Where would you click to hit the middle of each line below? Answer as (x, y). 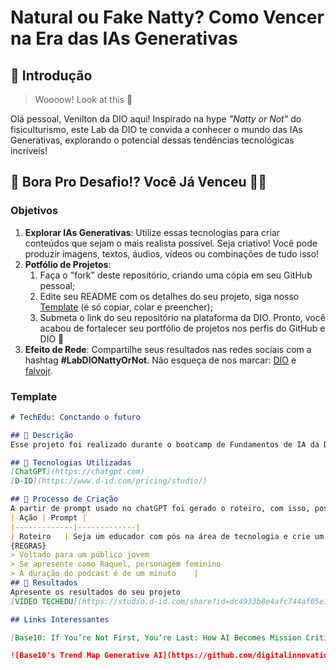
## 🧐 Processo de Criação (64, 499)
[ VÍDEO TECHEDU (42, 601)
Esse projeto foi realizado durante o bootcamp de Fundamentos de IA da (165, 444)
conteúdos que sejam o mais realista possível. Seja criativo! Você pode (171, 243)
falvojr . (38, 370)
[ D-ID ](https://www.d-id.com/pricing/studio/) (109, 481)
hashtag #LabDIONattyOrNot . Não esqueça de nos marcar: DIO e (160, 360)
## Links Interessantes (60, 619)
